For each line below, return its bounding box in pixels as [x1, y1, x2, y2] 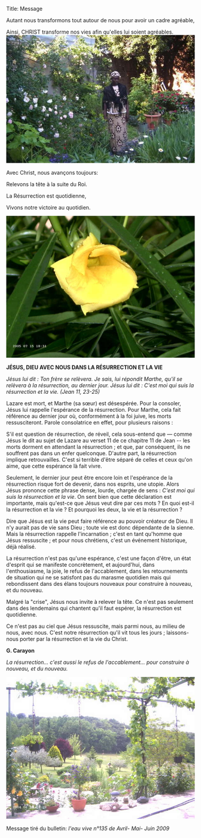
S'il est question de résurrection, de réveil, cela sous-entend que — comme [6, 430, 193, 438]
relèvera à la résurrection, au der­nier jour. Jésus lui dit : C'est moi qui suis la [6, 381, 194, 389]
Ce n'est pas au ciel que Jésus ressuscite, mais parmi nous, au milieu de [6, 622, 185, 630]
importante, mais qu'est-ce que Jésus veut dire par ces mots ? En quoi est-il [6, 499, 194, 507]
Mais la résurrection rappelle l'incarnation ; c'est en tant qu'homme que [6, 530, 182, 537]
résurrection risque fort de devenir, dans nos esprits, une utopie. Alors [6, 480, 179, 487]
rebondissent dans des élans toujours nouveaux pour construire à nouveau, [6, 580, 193, 587]
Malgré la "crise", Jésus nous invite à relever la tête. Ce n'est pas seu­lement [6, 598, 194, 605]
